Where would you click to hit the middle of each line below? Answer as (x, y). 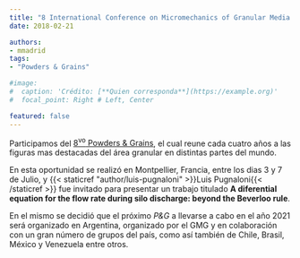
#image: (24, 83)
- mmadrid (28, 50)
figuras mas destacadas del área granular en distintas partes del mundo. (143, 152)
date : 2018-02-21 (42, 26)
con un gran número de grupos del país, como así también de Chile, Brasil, (147, 235)
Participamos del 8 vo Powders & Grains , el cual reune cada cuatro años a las (150, 142)
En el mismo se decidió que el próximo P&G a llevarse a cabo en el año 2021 (150, 216)
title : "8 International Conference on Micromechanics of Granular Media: (152, 17)
